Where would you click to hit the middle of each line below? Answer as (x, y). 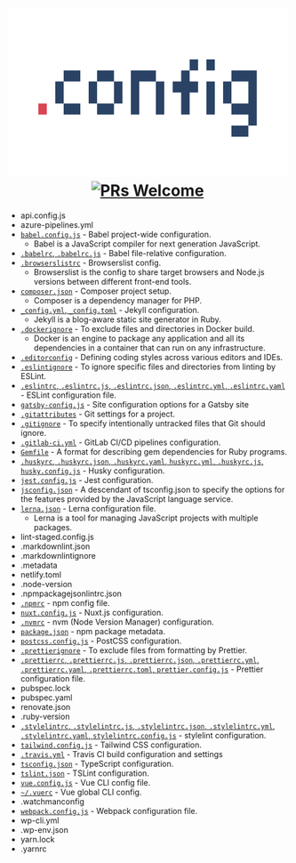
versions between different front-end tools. (112, 281)
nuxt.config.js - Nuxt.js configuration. (92, 612)
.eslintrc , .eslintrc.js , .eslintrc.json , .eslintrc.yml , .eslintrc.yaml (152, 385)
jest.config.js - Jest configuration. (87, 480)
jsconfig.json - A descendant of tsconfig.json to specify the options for (152, 489)
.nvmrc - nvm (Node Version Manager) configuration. (117, 622)
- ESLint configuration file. (68, 395)
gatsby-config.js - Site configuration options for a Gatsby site (135, 404)
